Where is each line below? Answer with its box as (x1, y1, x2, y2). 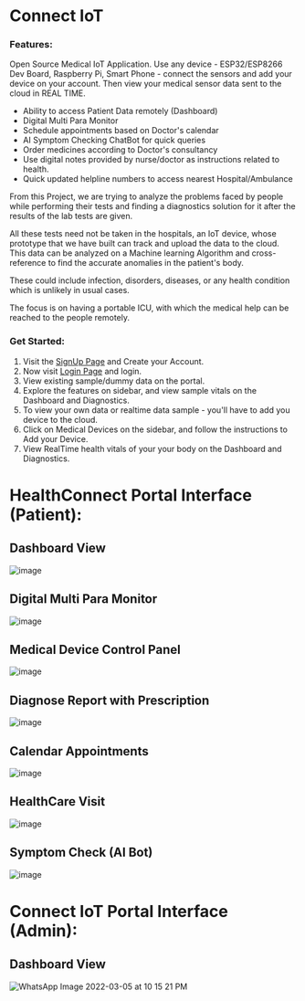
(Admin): (9, 920, 78, 941)
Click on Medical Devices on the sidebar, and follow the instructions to (22, 424, 288, 435)
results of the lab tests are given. (9, 211, 133, 222)
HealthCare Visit (9, 794, 106, 809)
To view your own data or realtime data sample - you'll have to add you (22, 404, 290, 416)
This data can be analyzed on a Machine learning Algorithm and (9, 248, 250, 258)
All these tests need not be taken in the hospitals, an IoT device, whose (9, 228, 277, 239)
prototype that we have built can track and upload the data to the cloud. (9, 238, 280, 249)
